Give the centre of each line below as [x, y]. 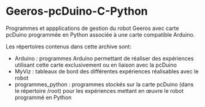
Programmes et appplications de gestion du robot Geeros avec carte [92, 28]
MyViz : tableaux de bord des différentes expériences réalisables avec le [106, 71]
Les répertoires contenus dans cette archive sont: [68, 46]
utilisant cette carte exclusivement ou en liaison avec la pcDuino [96, 65]
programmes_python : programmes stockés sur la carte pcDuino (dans [104, 84]
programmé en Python [43, 97]
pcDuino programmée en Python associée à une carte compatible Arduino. [100, 34]
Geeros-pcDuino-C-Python [77, 11]
